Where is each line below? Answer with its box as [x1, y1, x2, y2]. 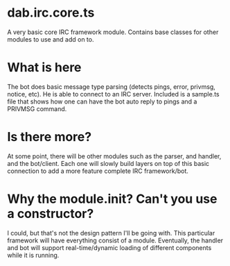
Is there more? [7, 129, 92, 145]
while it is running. [7, 251, 60, 259]
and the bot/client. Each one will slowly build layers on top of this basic [7, 159, 210, 167]
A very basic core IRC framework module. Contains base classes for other [7, 28, 219, 36]
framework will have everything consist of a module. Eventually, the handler [7, 236, 224, 244]
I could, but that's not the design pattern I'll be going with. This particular [7, 228, 215, 237]
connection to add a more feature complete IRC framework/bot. [7, 167, 189, 175]
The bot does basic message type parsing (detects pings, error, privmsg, [7, 82, 216, 91]
